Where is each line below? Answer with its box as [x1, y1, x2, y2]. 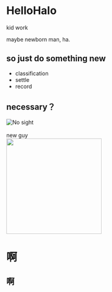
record [15, 82, 32, 90]
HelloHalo [6, 4, 57, 18]
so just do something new [6, 53, 107, 64]
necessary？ [6, 102, 56, 112]
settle [15, 76, 30, 83]
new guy [6, 131, 29, 139]
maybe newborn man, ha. [6, 35, 71, 43]
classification [15, 70, 49, 77]
